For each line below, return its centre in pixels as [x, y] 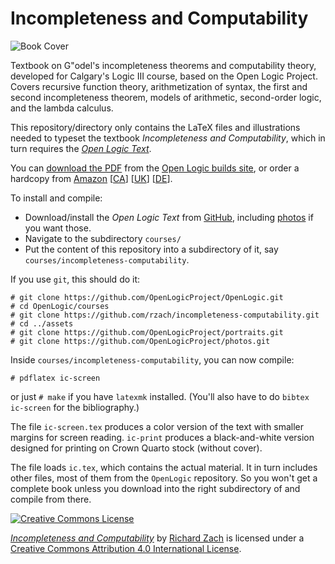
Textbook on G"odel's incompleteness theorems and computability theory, [163, 65]
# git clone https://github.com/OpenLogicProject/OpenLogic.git [147, 297]
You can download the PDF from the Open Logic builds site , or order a [155, 168]
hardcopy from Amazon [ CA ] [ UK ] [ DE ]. [91, 178]
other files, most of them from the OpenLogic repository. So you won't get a [164, 478]
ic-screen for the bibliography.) [75, 407]
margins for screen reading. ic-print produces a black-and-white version [162, 437]
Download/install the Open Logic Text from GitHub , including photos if [169, 217]
